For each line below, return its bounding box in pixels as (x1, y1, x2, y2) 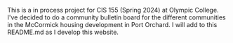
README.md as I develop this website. (7, 28, 119, 36)
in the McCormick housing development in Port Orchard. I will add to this (7, 21, 218, 28)
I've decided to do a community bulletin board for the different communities (7, 13, 226, 21)
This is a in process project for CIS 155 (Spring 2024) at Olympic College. (7, 6, 219, 14)
